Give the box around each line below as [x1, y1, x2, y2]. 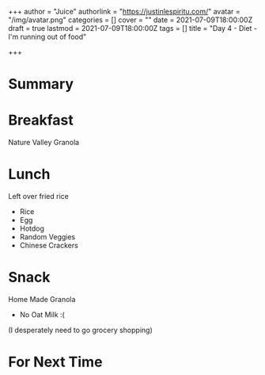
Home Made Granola [8, 295, 76, 304]
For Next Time [8, 353, 103, 371]
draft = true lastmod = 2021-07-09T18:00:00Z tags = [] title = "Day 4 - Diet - [8, 24, 258, 33]
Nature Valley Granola [8, 138, 80, 147]
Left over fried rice [8, 192, 69, 201]
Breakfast [8, 111, 74, 129]
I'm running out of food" [8, 32, 87, 41]
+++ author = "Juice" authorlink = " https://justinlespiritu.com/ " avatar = [8, 7, 240, 16]
